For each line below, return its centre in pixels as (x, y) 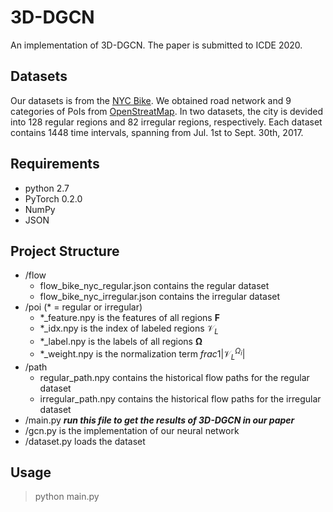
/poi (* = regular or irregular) (83, 307)
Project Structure (65, 251)
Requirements (55, 164)
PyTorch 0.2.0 (53, 198)
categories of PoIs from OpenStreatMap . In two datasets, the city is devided (166, 111)
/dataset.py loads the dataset (85, 441)
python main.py (67, 497)
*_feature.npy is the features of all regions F (129, 318)
